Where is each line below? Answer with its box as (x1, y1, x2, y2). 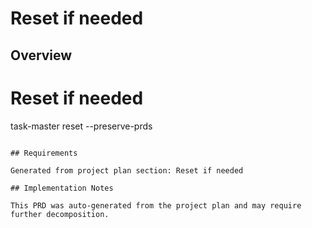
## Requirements (10, 148, 78, 158)
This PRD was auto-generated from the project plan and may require (10, 200, 302, 211)
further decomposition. (10, 209, 110, 219)
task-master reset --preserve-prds (10, 120, 153, 132)
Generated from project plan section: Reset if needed (10, 165, 244, 176)
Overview (10, 47, 73, 64)
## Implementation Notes (10, 183, 114, 193)
